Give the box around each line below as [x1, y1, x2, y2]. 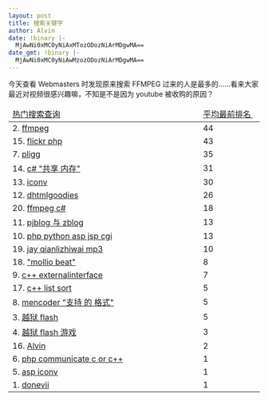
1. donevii [12, 379, 49, 390]
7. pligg [12, 149, 41, 160]
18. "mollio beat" [12, 256, 76, 268]
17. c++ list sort [12, 282, 72, 293]
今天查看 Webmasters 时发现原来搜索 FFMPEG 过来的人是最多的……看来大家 [8, 79, 259, 89]
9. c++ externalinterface [12, 269, 104, 280]
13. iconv [12, 177, 48, 188]
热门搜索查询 [12, 109, 61, 120]
